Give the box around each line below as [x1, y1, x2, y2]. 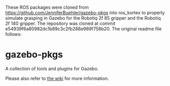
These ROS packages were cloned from [5, 5, 89, 10]
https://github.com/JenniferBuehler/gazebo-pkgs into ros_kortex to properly [5, 10, 165, 16]
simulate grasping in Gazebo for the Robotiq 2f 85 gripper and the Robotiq [5, 15, 161, 21]
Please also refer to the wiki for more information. [5, 75, 109, 81]
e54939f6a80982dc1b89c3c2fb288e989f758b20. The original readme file [5, 26, 162, 32]
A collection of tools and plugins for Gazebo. [5, 65, 99, 71]
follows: [5, 31, 22, 37]
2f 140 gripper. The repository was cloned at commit [5, 20, 116, 26]
